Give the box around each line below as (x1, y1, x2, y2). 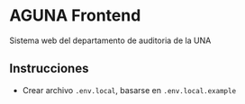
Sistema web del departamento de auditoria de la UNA (9, 35, 212, 46)
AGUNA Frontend (9, 5, 141, 26)
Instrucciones (9, 61, 89, 76)
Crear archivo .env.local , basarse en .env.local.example (22, 84, 237, 95)
